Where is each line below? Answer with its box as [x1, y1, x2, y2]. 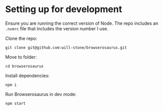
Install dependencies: [5, 72, 50, 79]
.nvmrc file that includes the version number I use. [5, 25, 109, 31]
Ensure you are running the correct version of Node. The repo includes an [5, 20, 158, 26]
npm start [5, 101, 26, 106]
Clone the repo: [5, 35, 38, 41]
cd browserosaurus [5, 64, 44, 69]
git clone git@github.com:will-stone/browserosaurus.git [5, 45, 127, 50]
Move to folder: [5, 54, 37, 60]
